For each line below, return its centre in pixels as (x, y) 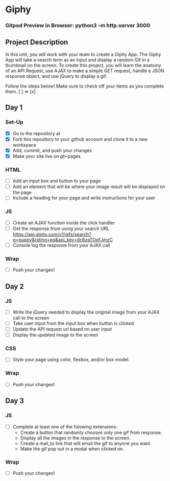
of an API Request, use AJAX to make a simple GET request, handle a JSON (85, 71)
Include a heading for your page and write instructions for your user (84, 198)
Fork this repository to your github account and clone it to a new (80, 139)
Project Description (37, 42)
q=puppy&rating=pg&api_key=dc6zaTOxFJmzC (63, 240)
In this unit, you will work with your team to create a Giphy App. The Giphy (83, 54)
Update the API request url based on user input (62, 329)
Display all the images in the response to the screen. (75, 438)
